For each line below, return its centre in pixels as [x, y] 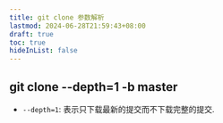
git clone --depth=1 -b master [94, 87]
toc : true [28, 42]
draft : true [31, 34]
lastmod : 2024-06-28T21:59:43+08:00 [77, 26]
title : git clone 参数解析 [57, 17]
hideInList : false [43, 51]
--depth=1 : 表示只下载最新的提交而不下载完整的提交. [118, 109]
